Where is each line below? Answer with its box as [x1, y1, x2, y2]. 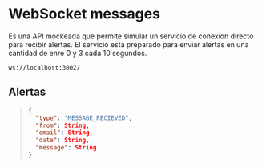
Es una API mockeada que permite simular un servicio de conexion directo [8, 31, 254, 41]
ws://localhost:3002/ [8, 63, 81, 72]
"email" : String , [35, 129, 94, 137]
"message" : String [35, 144, 97, 152]
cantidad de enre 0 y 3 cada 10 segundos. [8, 48, 147, 58]
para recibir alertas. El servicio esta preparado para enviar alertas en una [8, 39, 250, 49]
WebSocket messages [8, 5, 161, 23]
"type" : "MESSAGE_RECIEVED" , [35, 113, 133, 122]
